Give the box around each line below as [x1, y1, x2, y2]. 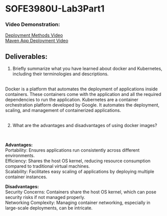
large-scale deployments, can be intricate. [5, 205, 93, 211]
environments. [5, 153, 35, 159]
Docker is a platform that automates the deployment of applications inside [5, 86, 158, 92]
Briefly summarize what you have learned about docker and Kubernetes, [12, 66, 162, 72]
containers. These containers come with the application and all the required [5, 91, 161, 97]
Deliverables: [5, 52, 48, 61]
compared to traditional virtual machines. [5, 163, 90, 169]
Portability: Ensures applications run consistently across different [5, 147, 140, 153]
